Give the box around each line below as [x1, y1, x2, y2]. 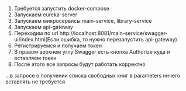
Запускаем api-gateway [13, 23, 74, 30]
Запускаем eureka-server [13, 11, 77, 18]
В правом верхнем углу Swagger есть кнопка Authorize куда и [13, 48, 170, 55]
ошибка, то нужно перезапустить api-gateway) [60, 36, 178, 43]
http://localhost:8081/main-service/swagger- [59, 30, 168, 37]
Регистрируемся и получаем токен [13, 42, 102, 49]
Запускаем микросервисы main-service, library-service [13, 17, 152, 24]
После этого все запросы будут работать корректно [13, 61, 146, 68]
